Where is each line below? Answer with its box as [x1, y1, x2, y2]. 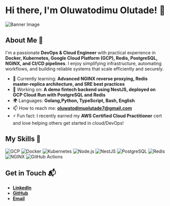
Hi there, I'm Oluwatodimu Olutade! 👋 [5, 5, 165, 16]
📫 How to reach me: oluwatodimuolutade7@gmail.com [12, 105, 132, 111]
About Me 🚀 [5, 36, 43, 45]
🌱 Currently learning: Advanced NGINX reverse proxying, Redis [12, 76, 148, 82]
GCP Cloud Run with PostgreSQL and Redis [12, 91, 106, 98]
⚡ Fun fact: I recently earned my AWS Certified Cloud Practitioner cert [12, 113, 162, 119]
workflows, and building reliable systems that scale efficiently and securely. [5, 65, 164, 72]
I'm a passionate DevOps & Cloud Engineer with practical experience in [5, 49, 156, 55]
